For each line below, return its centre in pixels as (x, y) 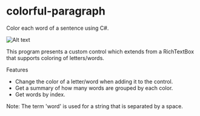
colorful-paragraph (56, 11)
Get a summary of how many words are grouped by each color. (94, 88)
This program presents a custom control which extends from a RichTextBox (100, 51)
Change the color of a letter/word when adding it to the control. (94, 81)
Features (17, 70)
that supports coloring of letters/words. (55, 58)
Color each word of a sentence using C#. (58, 28)
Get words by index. (40, 94)
